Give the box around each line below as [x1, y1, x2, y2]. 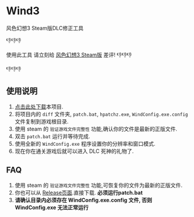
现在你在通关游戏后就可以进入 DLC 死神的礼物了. [14, 147, 134, 155]
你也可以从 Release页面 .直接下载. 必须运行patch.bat [14, 189, 143, 196]
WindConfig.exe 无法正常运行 [14, 203, 89, 211]
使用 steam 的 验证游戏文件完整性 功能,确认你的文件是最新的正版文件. [14, 125, 177, 132]
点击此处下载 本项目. [14, 103, 63, 110]
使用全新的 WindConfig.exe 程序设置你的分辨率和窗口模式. [14, 140, 155, 147]
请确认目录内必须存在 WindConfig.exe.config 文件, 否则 [14, 196, 152, 203]
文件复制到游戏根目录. [14, 117, 69, 125]
